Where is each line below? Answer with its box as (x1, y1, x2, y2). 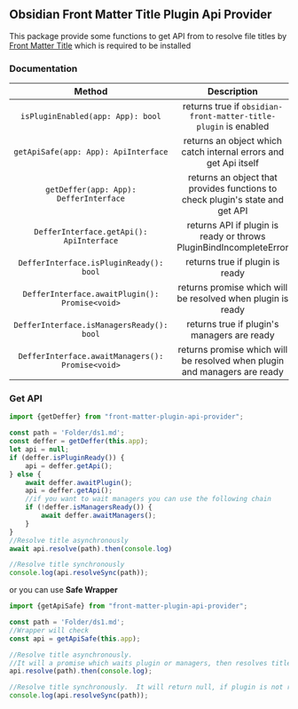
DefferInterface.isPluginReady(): (18, 258, 164, 268)
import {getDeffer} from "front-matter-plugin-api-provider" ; (9, 412, 244, 421)
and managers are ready (181, 366, 284, 378)
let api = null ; (9, 445, 69, 454)
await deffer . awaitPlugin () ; (25, 478, 133, 487)
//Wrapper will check (9, 625, 90, 634)
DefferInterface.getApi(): (34, 227, 148, 237)
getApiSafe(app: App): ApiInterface (13, 147, 169, 157)
